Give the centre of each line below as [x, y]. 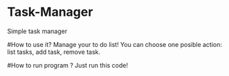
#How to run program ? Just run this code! [68, 65]
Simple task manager [37, 31]
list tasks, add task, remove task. [54, 52]
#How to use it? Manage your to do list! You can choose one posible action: [115, 44]
